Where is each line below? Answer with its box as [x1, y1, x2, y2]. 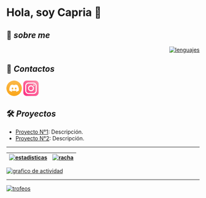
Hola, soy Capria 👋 [6, 6, 102, 20]
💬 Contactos [6, 64, 55, 74]
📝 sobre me [6, 30, 50, 40]
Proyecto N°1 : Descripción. [15, 128, 84, 135]
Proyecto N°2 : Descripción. [15, 134, 85, 142]
